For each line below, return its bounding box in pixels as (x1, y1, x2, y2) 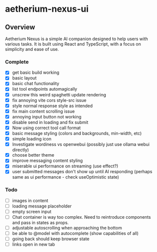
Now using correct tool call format (12, 125, 81, 131)
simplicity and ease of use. (5, 46, 59, 52)
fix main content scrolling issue (12, 108, 75, 114)
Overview (5, 23, 36, 31)
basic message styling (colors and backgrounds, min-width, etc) (12, 130, 142, 136)
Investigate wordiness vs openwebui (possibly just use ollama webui (12, 141, 150, 147)
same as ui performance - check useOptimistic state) (12, 174, 119, 180)
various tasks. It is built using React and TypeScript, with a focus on (5, 41, 141, 47)
